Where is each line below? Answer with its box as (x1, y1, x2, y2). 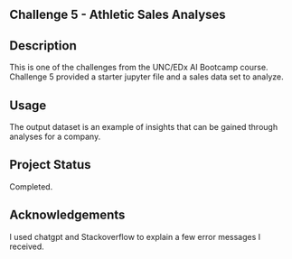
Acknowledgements (9, 208, 126, 223)
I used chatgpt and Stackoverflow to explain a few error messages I (9, 231, 261, 242)
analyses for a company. (9, 131, 101, 143)
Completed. (9, 180, 53, 192)
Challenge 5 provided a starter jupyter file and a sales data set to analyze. (9, 71, 285, 82)
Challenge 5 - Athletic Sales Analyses (9, 7, 226, 23)
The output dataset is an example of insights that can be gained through (9, 122, 278, 133)
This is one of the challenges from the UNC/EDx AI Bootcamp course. (9, 62, 268, 73)
